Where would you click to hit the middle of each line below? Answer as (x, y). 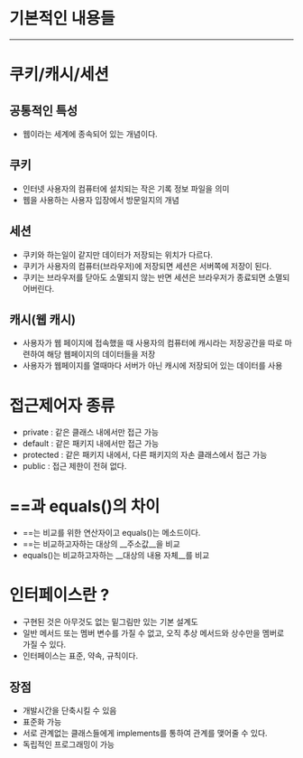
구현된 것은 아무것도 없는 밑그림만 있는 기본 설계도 (110, 622)
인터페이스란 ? (60, 595)
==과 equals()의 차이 (85, 506)
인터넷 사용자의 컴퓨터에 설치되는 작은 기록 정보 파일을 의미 (126, 188)
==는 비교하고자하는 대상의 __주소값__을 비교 (101, 544)
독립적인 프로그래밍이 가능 (69, 744)
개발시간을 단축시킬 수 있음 (69, 711)
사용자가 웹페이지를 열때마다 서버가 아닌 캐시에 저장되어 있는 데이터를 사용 (152, 366)
